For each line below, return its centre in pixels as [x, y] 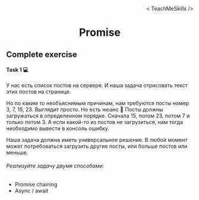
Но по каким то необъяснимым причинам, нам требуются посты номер [98, 103]
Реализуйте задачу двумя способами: [55, 166]
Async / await [31, 191]
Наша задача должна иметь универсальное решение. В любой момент [97, 139]
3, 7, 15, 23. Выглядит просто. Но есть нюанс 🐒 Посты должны [85, 109]
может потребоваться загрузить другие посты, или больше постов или [97, 146]
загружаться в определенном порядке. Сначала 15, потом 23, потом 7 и [98, 116]
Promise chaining [36, 184]
